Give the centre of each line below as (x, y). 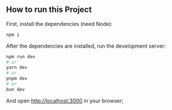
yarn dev (17, 68)
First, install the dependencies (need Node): (59, 24)
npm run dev (21, 56)
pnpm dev (17, 79)
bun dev (16, 89)
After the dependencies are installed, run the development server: (86, 46)
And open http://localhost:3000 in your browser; (65, 101)
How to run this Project (49, 10)
